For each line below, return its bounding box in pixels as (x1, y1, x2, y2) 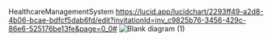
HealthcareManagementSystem (8, 7, 114, 16)
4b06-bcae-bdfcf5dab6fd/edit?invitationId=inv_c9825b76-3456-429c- (8, 15, 247, 25)
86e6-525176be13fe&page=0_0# (8, 24, 117, 33)
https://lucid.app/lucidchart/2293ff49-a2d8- (115, 7, 264, 16)
